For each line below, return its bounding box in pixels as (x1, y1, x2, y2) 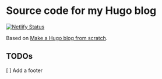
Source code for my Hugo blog (6, 4, 157, 17)
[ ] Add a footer (6, 67, 43, 74)
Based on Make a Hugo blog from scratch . (6, 34, 108, 41)
